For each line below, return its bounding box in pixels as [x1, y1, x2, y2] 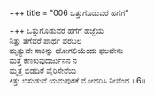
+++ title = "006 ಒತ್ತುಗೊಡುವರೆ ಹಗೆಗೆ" [9, 8, 130, 18]
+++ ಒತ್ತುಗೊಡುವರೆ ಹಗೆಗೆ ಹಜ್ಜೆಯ [9, 26, 104, 36]
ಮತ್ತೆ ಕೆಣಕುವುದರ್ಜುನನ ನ [9, 55, 78, 66]
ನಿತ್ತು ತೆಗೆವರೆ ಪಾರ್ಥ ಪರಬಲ [9, 36, 82, 45]
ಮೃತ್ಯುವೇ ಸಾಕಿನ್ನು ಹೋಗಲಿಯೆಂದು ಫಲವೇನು [9, 45, 124, 56]
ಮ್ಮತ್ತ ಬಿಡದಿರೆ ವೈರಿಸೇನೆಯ [9, 66, 77, 75]
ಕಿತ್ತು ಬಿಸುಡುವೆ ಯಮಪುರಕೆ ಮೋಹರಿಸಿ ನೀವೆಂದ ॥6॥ [9, 75, 146, 85]
